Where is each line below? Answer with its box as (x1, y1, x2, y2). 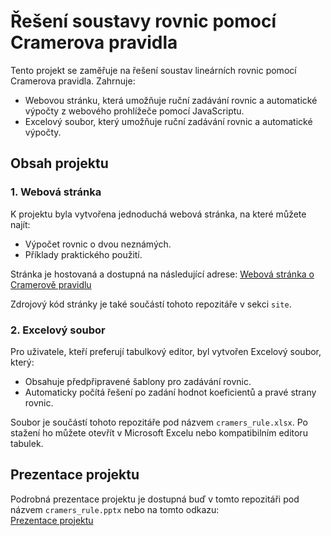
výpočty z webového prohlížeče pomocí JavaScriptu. (24, 105, 245, 117)
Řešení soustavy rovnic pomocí (10, 10, 277, 33)
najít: (10, 218, 31, 230)
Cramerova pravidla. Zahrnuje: (10, 75, 136, 87)
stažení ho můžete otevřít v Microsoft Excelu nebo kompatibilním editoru (10, 426, 308, 439)
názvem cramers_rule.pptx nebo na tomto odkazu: (10, 503, 220, 515)
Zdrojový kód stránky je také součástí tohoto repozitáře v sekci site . (10, 298, 292, 310)
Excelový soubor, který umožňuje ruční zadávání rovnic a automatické (24, 115, 313, 127)
